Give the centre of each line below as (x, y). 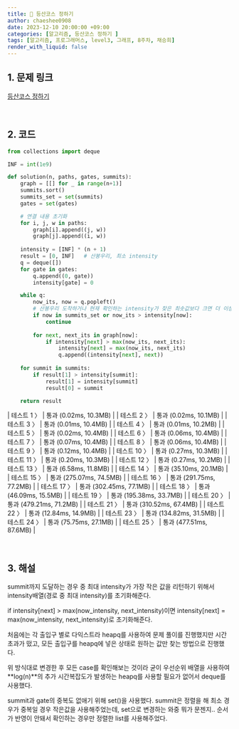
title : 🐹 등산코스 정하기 (41, 14)
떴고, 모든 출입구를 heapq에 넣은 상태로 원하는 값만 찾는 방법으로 (116, 644)
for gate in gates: (49, 269)
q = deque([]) (41, 263)
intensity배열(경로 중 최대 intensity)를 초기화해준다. (79, 596)
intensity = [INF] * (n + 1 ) (63, 250)
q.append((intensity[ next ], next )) (111, 355)
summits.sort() (43, 190)
